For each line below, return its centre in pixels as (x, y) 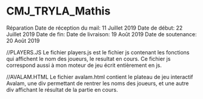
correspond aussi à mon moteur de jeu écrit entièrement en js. (84, 65)
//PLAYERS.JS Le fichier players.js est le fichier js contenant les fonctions (98, 52)
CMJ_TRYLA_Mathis (58, 11)
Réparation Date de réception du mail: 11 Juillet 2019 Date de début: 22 (95, 28)
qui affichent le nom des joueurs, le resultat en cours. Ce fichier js (88, 59)
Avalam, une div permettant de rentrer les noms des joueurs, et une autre (98, 83)
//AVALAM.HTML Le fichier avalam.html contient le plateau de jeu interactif (100, 77)
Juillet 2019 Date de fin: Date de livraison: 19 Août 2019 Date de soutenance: (101, 34)
